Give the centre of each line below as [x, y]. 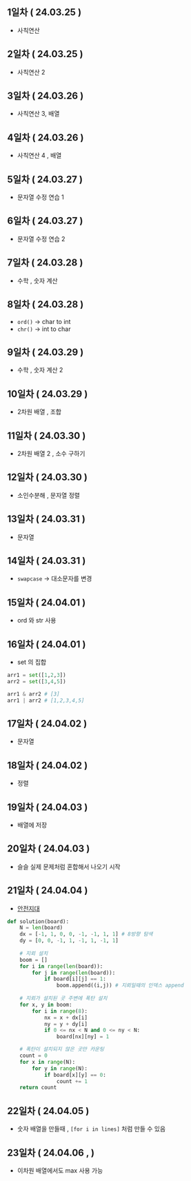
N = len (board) [41, 928]
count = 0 [34, 1056]
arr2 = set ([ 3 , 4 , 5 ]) [37, 681]
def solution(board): [38, 921]
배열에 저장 [32, 825]
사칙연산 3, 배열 [38, 114]
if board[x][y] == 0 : [75, 1075]
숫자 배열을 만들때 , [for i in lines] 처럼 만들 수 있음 [91, 1129]
